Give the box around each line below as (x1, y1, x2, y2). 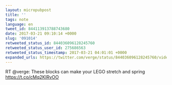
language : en (5, 21, 33, 27)
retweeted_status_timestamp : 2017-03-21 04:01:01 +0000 (5, 50, 127, 55)
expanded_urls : (5, 54, 38, 60)
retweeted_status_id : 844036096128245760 (5, 41, 95, 46)
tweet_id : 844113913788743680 (5, 26, 70, 32)
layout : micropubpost (5, 7, 52, 13)
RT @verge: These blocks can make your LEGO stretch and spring (5, 69, 145, 75)
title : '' (5, 12, 27, 17)
